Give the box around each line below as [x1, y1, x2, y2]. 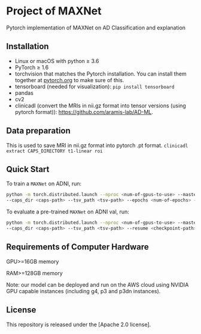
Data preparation [6, 126, 71, 136]
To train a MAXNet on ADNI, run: [6, 180, 82, 187]
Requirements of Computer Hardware [6, 242, 149, 252]
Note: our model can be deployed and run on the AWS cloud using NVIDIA [6, 281, 189, 288]
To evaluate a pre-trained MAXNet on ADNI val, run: [6, 208, 130, 215]
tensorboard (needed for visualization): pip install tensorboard [14, 83, 175, 90]
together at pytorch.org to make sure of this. [14, 76, 124, 83]
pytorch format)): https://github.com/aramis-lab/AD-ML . [14, 108, 154, 115]
